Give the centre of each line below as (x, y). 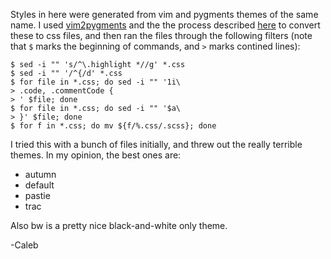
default (39, 185)
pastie (37, 195)
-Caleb (24, 245)
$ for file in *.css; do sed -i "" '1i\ (96, 82)
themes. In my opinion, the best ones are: (96, 155)
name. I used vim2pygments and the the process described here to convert (165, 25)
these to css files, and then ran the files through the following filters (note (161, 35)
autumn (40, 174)
